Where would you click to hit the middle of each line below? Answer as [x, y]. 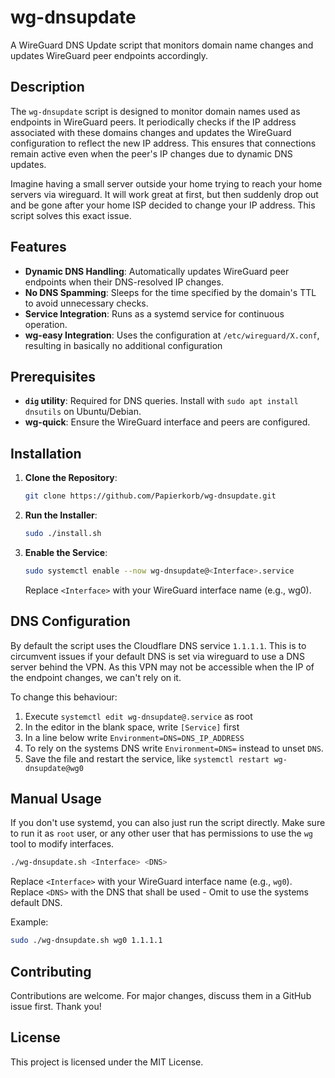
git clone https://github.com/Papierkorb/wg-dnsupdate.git [150, 496]
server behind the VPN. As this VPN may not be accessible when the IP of [162, 667]
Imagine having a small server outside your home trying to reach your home [166, 183]
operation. [46, 324]
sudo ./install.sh [63, 534]
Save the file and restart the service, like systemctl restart [147, 758]
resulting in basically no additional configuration [123, 345]
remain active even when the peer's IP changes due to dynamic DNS [151, 153]
